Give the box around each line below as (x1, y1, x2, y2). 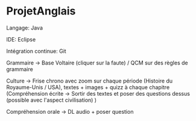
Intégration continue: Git (6, 47, 66, 55)
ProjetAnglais (6, 4, 76, 18)
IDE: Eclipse (6, 36, 36, 43)
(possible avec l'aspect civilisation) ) (6, 96, 97, 104)
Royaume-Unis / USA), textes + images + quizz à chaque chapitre (6, 83, 170, 91)
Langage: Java (6, 24, 43, 31)
